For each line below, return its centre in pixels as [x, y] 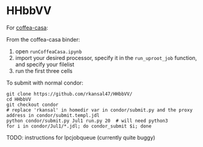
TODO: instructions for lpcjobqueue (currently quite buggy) [81, 137]
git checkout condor [33, 105]
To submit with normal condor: [45, 83]
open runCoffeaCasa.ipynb [49, 51]
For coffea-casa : [28, 28]
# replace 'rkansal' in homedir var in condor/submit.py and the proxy [99, 110]
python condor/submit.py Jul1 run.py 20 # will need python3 [87, 121]
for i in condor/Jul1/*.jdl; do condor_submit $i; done [79, 126]
